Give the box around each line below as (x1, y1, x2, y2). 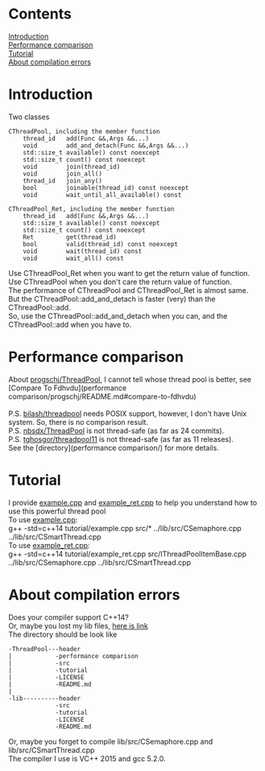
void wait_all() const (23, 254, 125, 262)
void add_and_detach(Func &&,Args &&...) (23, 142, 189, 150)
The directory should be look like (8, 629, 118, 639)
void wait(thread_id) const (23, 247, 143, 255)
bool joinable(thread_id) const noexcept (23, 183, 189, 192)
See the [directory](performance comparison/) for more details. (8, 443, 219, 452)
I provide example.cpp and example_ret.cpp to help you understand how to (8, 497, 258, 507)
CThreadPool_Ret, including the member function (8, 204, 175, 213)
